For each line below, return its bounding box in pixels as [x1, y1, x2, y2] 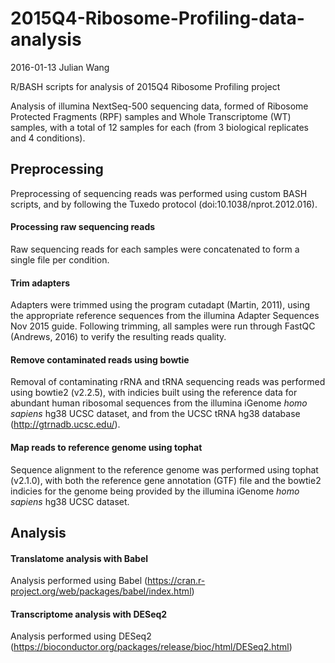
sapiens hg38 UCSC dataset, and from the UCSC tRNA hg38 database [10, 408, 301, 420]
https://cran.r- [147, 575, 206, 587]
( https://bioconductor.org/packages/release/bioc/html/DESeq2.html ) [10, 641, 293, 653]
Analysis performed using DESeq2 [10, 630, 152, 642]
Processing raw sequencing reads [10, 221, 156, 233]
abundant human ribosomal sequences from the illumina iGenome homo [10, 397, 308, 409]
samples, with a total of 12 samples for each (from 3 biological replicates [10, 121, 310, 133]
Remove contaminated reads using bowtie [10, 353, 190, 366]
